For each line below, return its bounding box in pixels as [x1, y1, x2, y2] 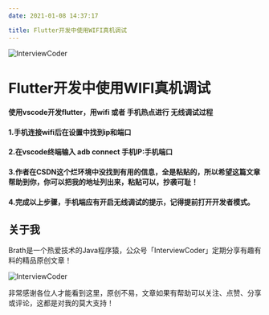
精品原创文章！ [22, 256, 72, 265]
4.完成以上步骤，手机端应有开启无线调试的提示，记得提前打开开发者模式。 [8, 197, 255, 207]
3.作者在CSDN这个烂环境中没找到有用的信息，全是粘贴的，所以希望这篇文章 [8, 167, 261, 177]
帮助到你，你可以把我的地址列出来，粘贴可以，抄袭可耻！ [8, 178, 198, 187]
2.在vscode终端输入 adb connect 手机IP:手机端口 [8, 147, 173, 157]
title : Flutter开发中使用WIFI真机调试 [8, 26, 127, 35]
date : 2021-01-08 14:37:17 [8, 11, 99, 20]
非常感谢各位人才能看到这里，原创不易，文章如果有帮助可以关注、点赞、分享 [8, 288, 262, 298]
